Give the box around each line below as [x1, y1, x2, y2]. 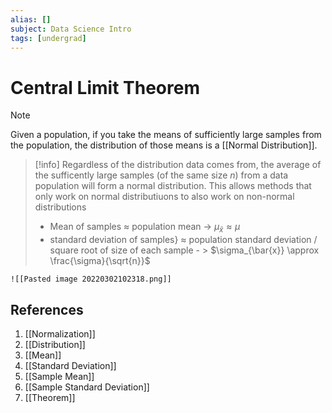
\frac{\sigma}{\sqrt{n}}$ [49, 255, 151, 267]
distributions [34, 201, 87, 213]
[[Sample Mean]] [24, 370, 95, 382]
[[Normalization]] [24, 327, 96, 340]
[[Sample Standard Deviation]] [24, 381, 150, 393]
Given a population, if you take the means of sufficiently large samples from [10, 129, 322, 141]
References [10, 301, 84, 318]
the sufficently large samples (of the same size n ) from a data [34, 169, 289, 181]
